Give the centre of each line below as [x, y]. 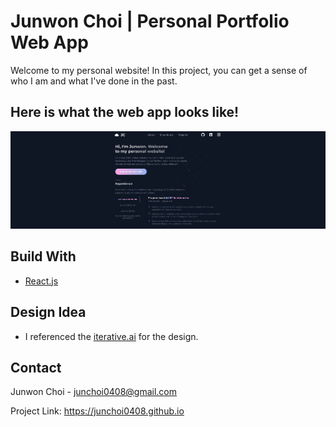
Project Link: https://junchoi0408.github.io [97, 411]
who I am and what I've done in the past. [94, 81]
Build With [43, 256]
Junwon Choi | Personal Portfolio [150, 21]
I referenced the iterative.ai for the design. [111, 336]
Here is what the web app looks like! [125, 112]
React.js [41, 281]
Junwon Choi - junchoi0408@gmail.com [94, 392]
